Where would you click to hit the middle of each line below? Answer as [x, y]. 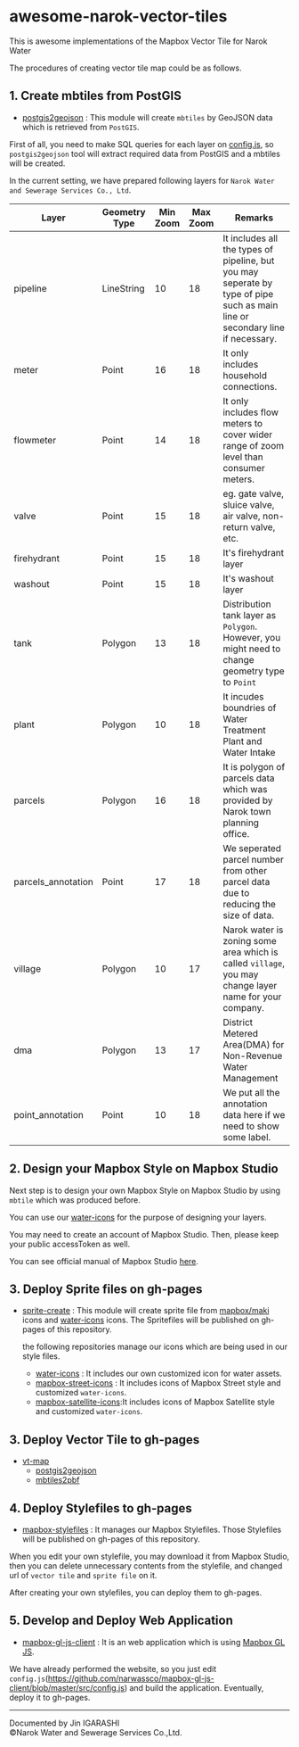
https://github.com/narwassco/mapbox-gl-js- [131, 1678]
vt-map [36, 1461]
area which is [250, 952]
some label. [246, 1137]
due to [236, 892]
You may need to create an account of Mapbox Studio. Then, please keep [144, 1234]
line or [235, 316]
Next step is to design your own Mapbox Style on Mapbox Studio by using [145, 1190]
